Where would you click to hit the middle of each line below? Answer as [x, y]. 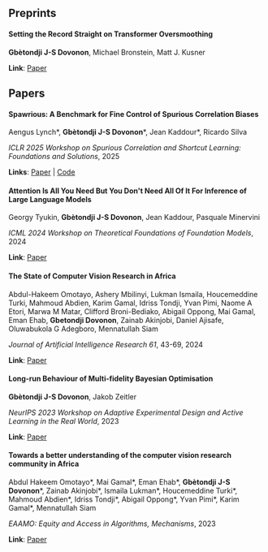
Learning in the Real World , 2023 [64, 420]
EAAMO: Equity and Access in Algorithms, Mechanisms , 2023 [112, 524]
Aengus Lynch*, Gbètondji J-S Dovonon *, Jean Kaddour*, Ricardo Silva [128, 132]
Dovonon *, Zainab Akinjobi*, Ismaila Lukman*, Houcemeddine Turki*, [123, 491]
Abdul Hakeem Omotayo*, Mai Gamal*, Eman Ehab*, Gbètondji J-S [119, 482]
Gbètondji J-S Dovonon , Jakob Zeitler [72, 396]
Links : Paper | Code [42, 172]
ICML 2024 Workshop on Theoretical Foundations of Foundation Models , [131, 233]
